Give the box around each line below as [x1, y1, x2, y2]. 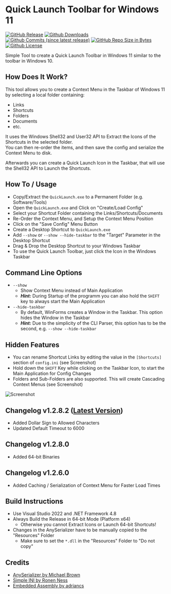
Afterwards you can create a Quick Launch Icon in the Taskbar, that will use [5, 160, 165, 166]
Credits [5, 558, 30, 567]
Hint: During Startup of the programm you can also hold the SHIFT [20, 293, 160, 299]
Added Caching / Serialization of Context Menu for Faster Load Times [12, 482, 161, 488]
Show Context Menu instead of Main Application [20, 287, 123, 293]
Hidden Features [5, 340, 60, 349]
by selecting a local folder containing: [5, 91, 85, 98]
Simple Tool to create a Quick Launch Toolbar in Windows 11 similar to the [5, 52, 161, 58]
